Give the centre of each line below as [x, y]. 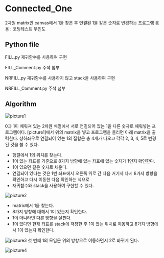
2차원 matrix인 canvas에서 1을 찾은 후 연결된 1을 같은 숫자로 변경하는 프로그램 [80, 23]
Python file [22, 45]
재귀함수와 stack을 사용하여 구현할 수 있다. [53, 185]
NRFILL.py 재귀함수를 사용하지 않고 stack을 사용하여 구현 [60, 78]
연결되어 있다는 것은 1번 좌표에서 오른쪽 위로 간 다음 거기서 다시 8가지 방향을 [85, 173]
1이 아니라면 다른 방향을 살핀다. [42, 218]
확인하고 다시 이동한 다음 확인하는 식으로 [51, 179]
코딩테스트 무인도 [29, 29]
